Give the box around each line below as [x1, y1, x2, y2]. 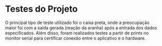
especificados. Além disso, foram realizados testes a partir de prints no [5, 30, 149, 36]
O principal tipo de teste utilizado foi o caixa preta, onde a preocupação [5, 20, 150, 25]
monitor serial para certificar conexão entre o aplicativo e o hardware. [5, 35, 146, 41]
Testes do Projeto [5, 3, 78, 15]
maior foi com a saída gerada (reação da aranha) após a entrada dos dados [5, 24, 158, 30]
